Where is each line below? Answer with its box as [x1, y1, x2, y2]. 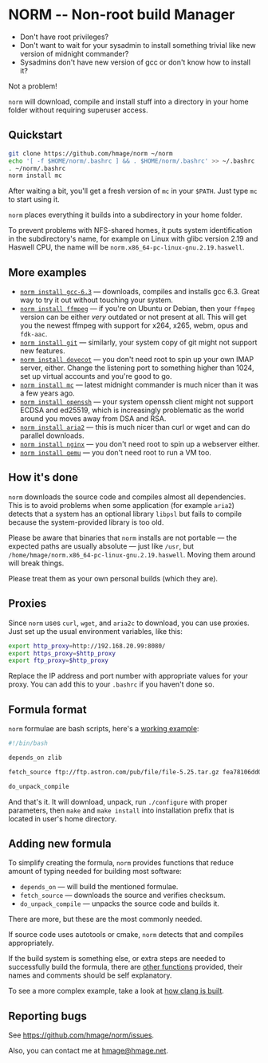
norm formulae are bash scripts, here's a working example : [8, 724, 199, 734]
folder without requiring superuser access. [8, 105, 148, 115]
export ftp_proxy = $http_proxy [8, 656, 109, 665]
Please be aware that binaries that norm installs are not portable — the [8, 533, 238, 542]
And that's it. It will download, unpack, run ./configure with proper [8, 797, 227, 806]
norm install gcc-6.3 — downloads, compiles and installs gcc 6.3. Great [19, 287, 260, 297]
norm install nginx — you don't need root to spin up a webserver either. [19, 439, 261, 449]
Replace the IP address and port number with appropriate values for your [8, 671, 249, 681]
